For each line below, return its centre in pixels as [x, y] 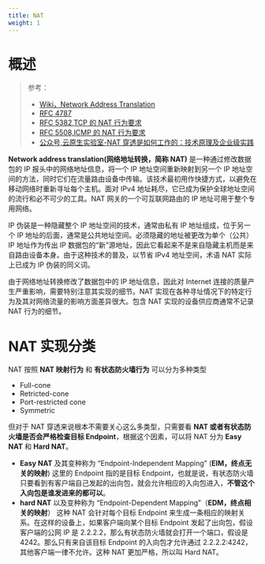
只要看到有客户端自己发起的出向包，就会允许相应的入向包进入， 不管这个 [137, 483]
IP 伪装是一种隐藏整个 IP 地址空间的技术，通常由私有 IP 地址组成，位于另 [126, 225]
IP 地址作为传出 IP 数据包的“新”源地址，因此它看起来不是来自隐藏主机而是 [127, 245]
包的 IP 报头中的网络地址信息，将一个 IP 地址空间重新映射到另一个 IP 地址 [127, 169]
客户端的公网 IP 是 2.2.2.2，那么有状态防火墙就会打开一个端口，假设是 [134, 532]
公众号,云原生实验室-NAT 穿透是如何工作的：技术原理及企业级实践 [147, 142]
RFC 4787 [56, 113]
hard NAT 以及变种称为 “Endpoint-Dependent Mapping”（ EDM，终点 [132, 503]
